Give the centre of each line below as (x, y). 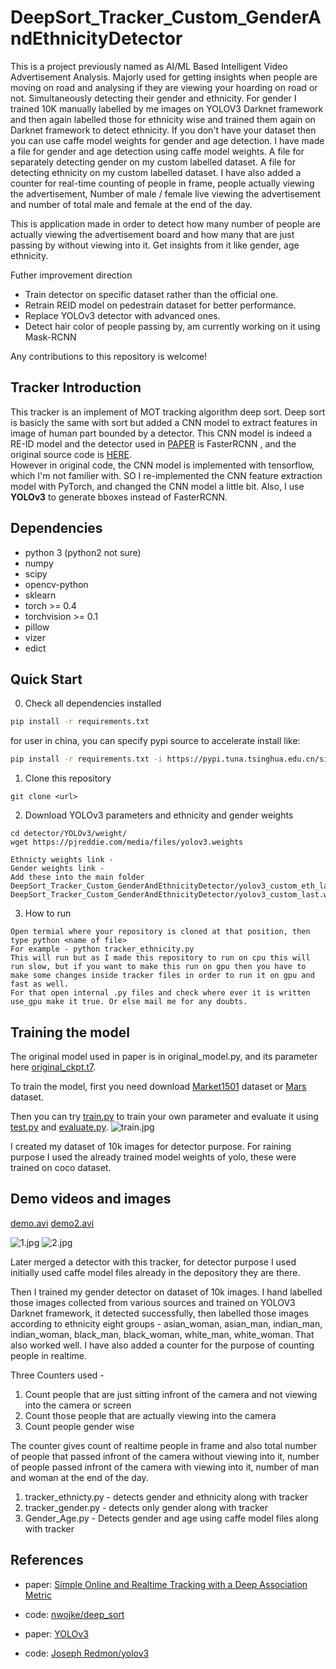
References (47, 1560)
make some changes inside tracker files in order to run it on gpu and (162, 976)
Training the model (70, 1032)
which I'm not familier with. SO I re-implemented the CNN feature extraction (166, 475)
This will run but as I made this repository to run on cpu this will (160, 958)
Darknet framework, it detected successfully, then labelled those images (159, 1313)
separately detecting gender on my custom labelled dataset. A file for (153, 162)
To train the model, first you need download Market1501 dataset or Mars (158, 1086)
